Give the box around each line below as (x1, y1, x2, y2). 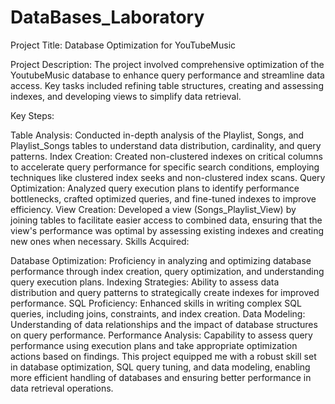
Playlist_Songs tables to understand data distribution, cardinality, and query (10, 139, 322, 151)
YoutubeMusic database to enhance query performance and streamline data (10, 69, 325, 81)
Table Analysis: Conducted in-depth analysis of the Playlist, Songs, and (10, 129, 305, 141)
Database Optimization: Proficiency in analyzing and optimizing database (10, 254, 312, 266)
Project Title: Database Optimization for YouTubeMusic (10, 39, 237, 51)
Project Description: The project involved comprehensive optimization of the (10, 58, 325, 70)
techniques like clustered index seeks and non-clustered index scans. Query (10, 171, 326, 183)
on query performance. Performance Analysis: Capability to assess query (10, 329, 313, 341)
